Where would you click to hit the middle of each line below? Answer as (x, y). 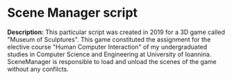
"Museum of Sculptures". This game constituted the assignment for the (109, 39)
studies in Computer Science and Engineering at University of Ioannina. (109, 54)
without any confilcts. (38, 69)
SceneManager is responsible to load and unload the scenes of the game (112, 61)
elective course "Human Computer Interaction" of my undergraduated (107, 47)
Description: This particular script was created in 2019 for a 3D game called (116, 32)
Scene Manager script (72, 13)
